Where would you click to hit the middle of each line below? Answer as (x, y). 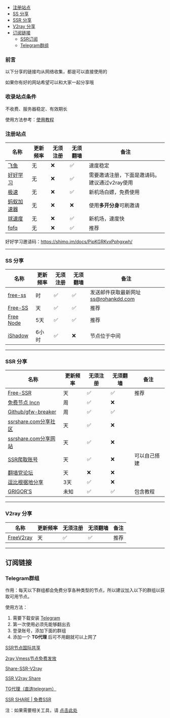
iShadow (18, 336)
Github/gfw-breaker (32, 412)
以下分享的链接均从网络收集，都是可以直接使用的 (56, 72)
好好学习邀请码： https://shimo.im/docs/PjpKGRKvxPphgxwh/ (69, 241)
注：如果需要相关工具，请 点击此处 (41, 710)
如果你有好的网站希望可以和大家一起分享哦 (50, 82)
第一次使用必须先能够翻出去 (41, 624)
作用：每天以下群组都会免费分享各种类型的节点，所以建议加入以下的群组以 (83, 590)
